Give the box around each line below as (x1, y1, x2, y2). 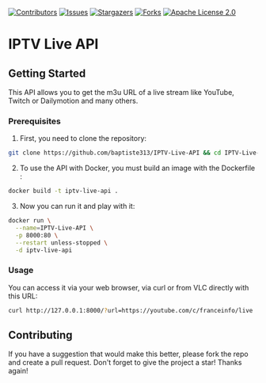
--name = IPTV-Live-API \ (15, 224, 93, 232)
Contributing (8, 328, 73, 342)
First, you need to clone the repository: (19, 134, 147, 143)
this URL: (8, 291, 38, 301)
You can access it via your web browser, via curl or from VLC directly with (8, 283, 249, 292)
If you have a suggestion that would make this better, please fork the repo (8, 349, 249, 359)
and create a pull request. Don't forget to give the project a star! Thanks (8, 358, 242, 367)
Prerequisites (8, 116, 61, 127)
